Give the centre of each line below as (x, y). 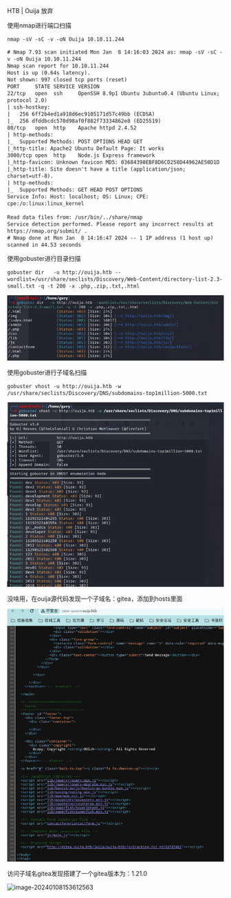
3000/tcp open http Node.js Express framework (81, 156)
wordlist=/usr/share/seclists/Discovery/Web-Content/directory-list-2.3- (115, 279)
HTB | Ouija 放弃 (30, 11)
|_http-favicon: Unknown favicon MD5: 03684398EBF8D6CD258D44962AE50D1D (113, 162)
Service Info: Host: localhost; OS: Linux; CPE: (78, 197)
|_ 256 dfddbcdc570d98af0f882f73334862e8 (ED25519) (84, 121)
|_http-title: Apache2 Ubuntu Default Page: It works (86, 149)
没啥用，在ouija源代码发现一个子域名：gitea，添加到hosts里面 (95, 599)
